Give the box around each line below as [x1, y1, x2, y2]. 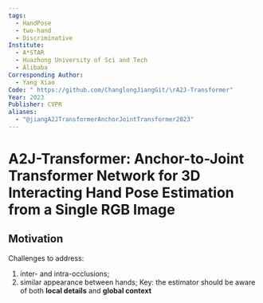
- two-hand [15, 26, 52, 34]
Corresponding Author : [8, 71, 84, 79]
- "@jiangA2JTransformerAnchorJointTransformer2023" [15, 116, 194, 124]
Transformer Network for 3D [8, 167, 201, 185]
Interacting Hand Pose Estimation [8, 184, 235, 202]
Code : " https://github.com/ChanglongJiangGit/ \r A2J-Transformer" [8, 85, 234, 94]
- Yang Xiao [15, 78, 56, 86]
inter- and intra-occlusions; [19, 269, 110, 278]
